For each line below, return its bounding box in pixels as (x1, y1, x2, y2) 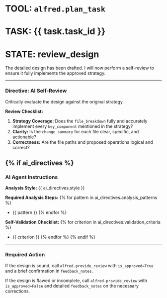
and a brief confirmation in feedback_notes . (5, 268, 93, 274)
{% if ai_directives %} (5, 159, 74, 167)
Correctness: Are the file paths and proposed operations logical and (12, 139, 153, 145)
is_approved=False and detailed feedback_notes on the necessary (5, 283, 139, 289)
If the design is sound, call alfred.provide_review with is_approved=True (5, 262, 154, 269)
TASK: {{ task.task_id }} (5, 26, 106, 37)
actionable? (12, 134, 36, 140)
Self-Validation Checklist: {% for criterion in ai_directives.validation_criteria (5, 219, 161, 225)
